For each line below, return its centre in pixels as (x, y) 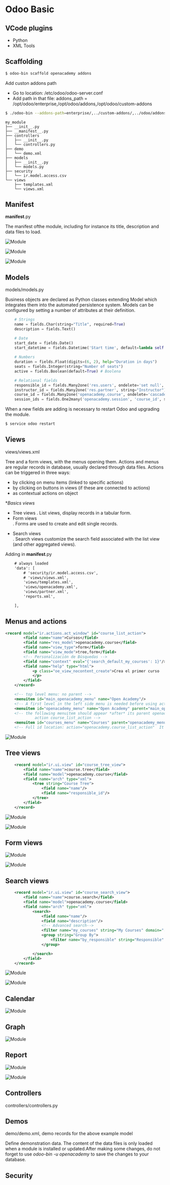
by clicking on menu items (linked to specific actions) (68, 482)
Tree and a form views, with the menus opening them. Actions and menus (82, 461)
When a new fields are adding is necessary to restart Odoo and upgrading (82, 409)
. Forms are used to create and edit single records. (65, 523)
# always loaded (32, 563)
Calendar (20, 999)
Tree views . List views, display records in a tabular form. (72, 513)
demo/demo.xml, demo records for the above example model (69, 1134)
